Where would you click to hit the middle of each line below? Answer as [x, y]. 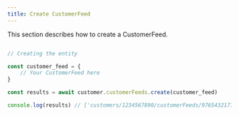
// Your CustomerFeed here [60, 73]
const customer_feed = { [44, 66]
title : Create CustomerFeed [49, 14]
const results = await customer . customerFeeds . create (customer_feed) [113, 93]
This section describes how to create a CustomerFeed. [88, 34]
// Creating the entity [43, 53]
